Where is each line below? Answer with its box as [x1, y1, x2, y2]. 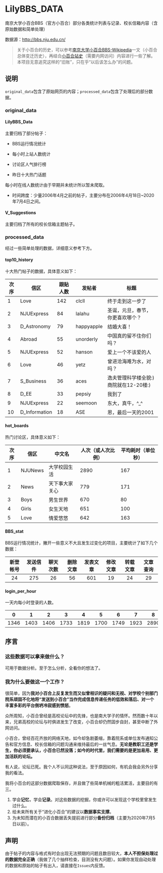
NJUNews [20, 467, 44, 473]
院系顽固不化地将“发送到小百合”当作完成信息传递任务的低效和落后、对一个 [5, 697, 154, 702]
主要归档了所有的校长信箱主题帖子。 [5, 221, 78, 227]
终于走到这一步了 [107, 297, 147, 304]
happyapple [76, 323, 103, 330]
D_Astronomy [20, 323, 51, 330]
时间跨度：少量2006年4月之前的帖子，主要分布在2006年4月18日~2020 [12, 192, 154, 198]
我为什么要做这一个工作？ [5, 678, 65, 685]
